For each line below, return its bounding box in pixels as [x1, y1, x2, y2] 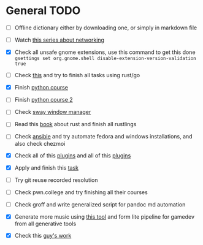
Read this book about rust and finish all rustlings [14, 121, 137, 128]
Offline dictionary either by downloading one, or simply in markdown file [14, 24, 197, 31]
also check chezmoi [14, 140, 66, 147]
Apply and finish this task [14, 164, 79, 171]
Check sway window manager [14, 108, 91, 116]
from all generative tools [14, 220, 77, 227]
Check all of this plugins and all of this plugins [14, 151, 131, 159]
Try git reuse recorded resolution [14, 176, 98, 184]
